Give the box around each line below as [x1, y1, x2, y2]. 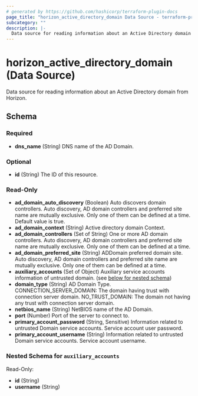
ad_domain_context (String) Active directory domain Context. [14, 224, 166, 231]
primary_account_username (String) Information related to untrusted [14, 331, 184, 338]
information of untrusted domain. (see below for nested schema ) [14, 274, 172, 281]
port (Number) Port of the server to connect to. [14, 312, 130, 319]
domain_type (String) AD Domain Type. [14, 281, 111, 288]
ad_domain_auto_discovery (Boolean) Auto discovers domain [14, 199, 166, 206]
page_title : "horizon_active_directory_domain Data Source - [6, 14, 160, 20]
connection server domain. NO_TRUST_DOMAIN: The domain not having [14, 293, 190, 300]
